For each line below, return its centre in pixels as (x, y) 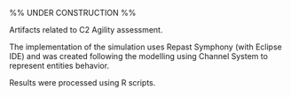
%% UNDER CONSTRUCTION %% (73, 13)
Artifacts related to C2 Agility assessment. (86, 30)
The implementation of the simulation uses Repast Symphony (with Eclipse (145, 47)
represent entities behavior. (59, 66)
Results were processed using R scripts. (83, 82)
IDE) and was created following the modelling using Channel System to (139, 56)
